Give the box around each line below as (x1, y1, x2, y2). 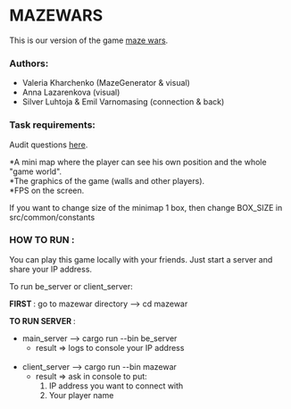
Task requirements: (9, 119, 96, 131)
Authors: (9, 57, 49, 70)
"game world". (9, 166, 62, 177)
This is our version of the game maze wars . (9, 35, 169, 46)
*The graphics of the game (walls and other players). (9, 175, 205, 186)
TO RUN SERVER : (9, 315, 76, 326)
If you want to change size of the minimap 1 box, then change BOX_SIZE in (9, 202, 283, 213)
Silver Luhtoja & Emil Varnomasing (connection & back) (21, 96, 225, 107)
